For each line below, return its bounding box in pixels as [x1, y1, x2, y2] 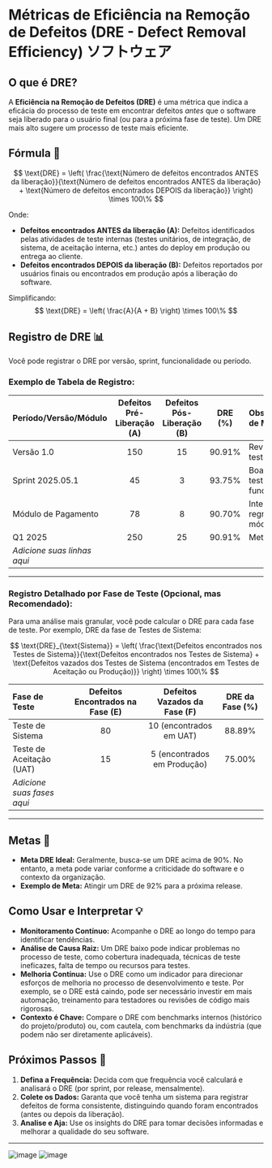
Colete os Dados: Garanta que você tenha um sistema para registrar [19, 1092, 249, 1101]
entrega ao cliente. [19, 251, 83, 261]
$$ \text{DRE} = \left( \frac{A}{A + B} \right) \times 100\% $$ [34, 305, 238, 315]
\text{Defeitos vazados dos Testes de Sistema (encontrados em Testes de [12, 658, 260, 668]
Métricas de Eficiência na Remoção [8, 6, 251, 24]
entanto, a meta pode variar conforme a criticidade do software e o [19, 863, 244, 874]
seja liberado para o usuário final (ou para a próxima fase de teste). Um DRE [8, 115, 261, 123]
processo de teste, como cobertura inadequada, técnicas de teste [19, 952, 241, 962]
